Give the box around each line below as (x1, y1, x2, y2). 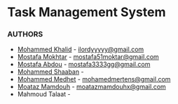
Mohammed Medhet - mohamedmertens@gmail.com (17, 75, 171, 84)
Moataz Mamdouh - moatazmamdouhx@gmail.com (17, 82, 166, 91)
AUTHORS (7, 30, 43, 39)
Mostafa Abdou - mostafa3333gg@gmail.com (17, 60, 151, 69)
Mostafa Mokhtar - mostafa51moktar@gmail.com (17, 53, 159, 61)
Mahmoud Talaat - (17, 90, 71, 98)
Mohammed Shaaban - (17, 67, 84, 76)
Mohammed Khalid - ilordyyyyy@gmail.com (17, 45, 144, 53)
